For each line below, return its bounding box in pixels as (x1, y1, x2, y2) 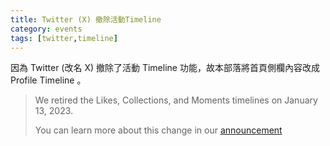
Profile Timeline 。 (10, 74, 87, 86)
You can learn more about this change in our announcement (34, 124, 283, 136)
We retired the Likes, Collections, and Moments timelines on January (34, 94, 318, 106)
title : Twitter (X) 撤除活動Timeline (10, 14, 162, 25)
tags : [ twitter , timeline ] (10, 33, 118, 43)
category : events (10, 24, 83, 34)
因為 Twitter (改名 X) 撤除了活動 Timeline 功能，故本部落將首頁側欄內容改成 (10, 62, 320, 74)
